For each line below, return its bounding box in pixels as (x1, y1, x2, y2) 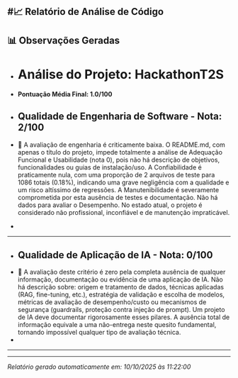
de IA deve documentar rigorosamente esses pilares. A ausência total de (17, 313, 230, 321)
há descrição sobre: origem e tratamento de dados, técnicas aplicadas (17, 283, 225, 291)
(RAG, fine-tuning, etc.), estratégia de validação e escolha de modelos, (17, 290, 225, 299)
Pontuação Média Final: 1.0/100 (17, 89, 113, 98)
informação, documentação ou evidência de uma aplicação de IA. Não (17, 275, 223, 284)
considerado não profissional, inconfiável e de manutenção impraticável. (17, 208, 230, 216)
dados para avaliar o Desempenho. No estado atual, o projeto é (17, 201, 203, 209)
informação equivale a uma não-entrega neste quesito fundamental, (17, 321, 217, 329)
